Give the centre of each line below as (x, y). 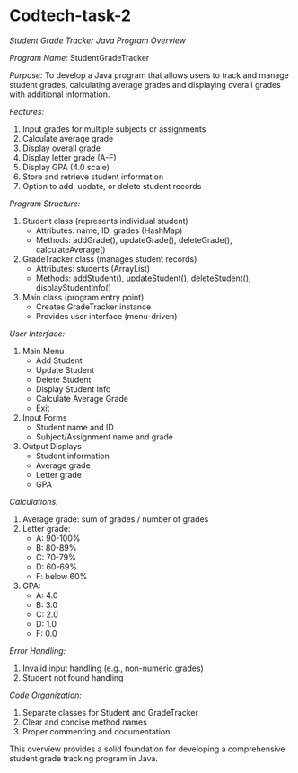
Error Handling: (38, 650)
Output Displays (52, 446)
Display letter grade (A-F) (69, 157)
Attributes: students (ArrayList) (93, 268)
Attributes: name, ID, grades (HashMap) (109, 230)
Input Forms (44, 417)
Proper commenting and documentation (96, 731)
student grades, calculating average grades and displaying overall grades (145, 84)
